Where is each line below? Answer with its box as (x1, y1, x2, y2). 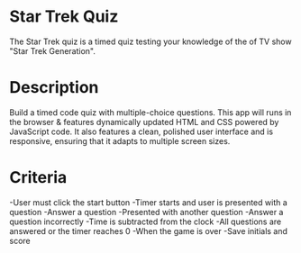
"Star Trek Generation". (9, 45, 96, 56)
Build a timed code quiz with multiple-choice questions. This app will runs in (9, 106, 292, 118)
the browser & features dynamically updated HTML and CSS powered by (9, 116, 279, 127)
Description (9, 77, 99, 98)
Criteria (9, 167, 68, 188)
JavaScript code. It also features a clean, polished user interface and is (9, 126, 273, 137)
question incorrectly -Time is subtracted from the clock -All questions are (9, 216, 282, 227)
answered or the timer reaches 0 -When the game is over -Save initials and (9, 225, 288, 236)
